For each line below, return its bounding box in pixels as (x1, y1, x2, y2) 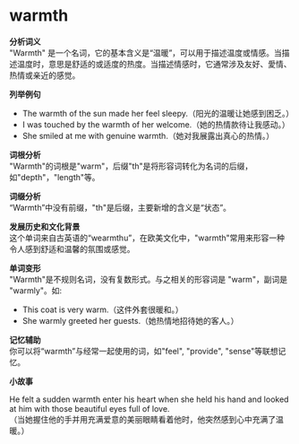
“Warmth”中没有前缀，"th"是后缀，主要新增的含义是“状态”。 (9, 202, 231, 213)
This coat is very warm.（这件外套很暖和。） (21, 304, 184, 315)
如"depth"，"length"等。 (9, 171, 100, 182)
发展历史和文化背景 (9, 221, 81, 231)
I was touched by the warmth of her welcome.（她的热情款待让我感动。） (21, 118, 290, 130)
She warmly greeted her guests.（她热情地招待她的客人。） (21, 315, 239, 326)
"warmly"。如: (9, 284, 63, 296)
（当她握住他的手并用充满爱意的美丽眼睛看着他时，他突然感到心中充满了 (9, 414, 276, 424)
